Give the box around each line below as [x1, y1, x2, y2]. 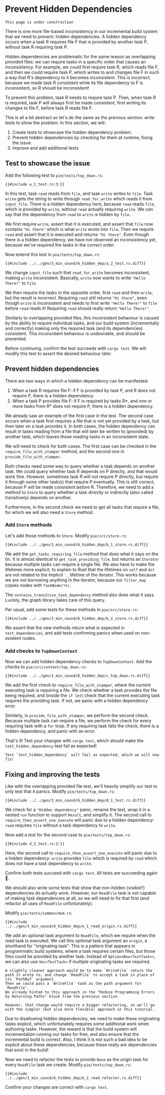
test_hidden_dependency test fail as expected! [5, 743, 97, 749]
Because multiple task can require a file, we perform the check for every [5, 718, 152, 724]
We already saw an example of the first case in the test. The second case [5, 413, 154, 419]
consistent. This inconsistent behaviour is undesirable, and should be [5, 330, 145, 336]
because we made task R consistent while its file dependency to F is [5, 80, 143, 86]
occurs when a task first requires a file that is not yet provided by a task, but [5, 418, 159, 424]
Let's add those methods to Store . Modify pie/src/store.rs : [5, 533, 127, 539]
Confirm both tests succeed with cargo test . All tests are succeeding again [5, 870, 158, 876]
